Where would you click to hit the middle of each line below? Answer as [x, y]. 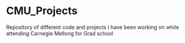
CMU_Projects [42, 11]
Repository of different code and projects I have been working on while [92, 27]
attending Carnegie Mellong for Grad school [60, 33]
